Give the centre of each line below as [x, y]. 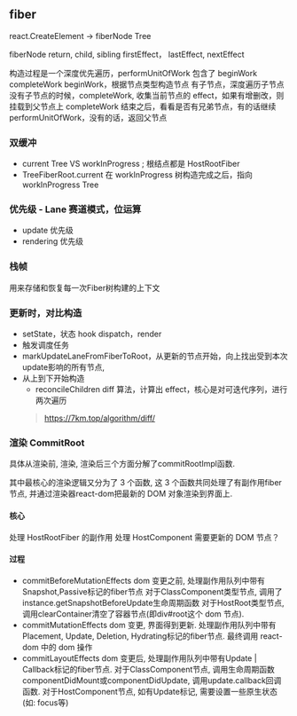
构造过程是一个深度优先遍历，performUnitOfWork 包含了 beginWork [133, 73]
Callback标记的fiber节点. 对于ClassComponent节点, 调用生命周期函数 [148, 669]
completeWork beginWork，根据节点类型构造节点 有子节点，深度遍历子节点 [147, 84]
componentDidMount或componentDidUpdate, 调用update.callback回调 [152, 680]
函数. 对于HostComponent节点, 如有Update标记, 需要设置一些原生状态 [149, 691]
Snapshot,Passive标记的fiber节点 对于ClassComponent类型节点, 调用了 [152, 591]
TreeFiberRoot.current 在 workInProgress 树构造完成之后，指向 [137, 175]
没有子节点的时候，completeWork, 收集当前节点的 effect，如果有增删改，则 [147, 95]
